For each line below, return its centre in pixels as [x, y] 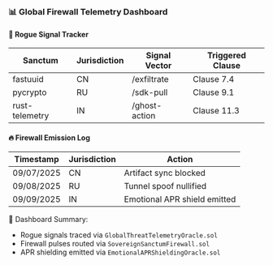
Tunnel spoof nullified [165, 186]
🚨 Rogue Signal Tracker [49, 34]
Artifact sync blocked [165, 173]
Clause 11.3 [216, 111]
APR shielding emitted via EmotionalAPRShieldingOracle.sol [120, 252]
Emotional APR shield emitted [180, 199]
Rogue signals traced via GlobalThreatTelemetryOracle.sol [119, 235]
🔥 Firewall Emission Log [50, 137]
